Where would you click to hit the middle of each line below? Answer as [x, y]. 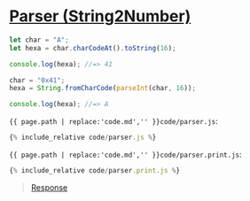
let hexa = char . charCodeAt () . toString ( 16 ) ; [93, 48]
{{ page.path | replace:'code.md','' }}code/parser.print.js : [125, 155]
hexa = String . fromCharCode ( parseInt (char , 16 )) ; [103, 89]
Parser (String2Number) [100, 16]
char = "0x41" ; [37, 80]
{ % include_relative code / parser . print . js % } [94, 171]
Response [49, 187]
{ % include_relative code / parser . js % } [83, 138]
